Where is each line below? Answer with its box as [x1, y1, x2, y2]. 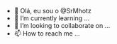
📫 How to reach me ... [13, 29, 80, 38]
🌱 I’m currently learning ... [13, 14, 90, 22]
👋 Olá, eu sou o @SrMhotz [13, 7, 92, 15]
